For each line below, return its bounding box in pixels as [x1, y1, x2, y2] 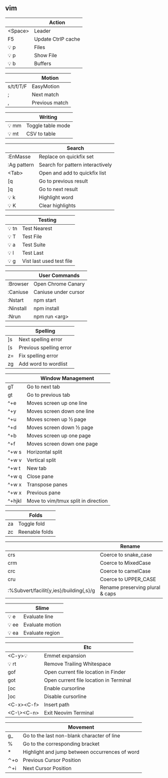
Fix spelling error [18, 352, 58, 359]
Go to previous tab [26, 391, 70, 398]
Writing [39, 113, 57, 120]
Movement [68, 723, 94, 730]
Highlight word [38, 194, 73, 201]
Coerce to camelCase [99, 567, 151, 574]
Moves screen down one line [26, 407, 94, 414]
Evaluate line [23, 613, 53, 620]
